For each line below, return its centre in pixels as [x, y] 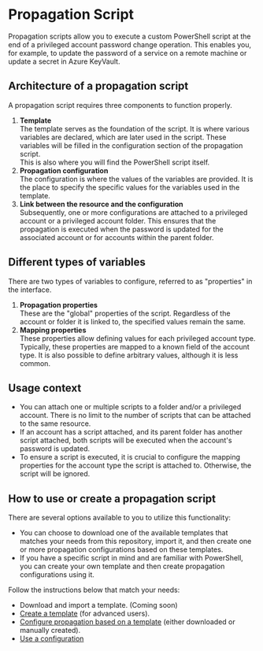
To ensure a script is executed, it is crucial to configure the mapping [130, 457]
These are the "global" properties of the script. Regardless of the [125, 313]
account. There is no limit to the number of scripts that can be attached [135, 416]
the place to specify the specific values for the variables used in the [130, 187]
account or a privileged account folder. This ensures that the [118, 220]
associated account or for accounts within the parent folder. [117, 237]
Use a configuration [52, 638]
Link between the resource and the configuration [101, 204]
